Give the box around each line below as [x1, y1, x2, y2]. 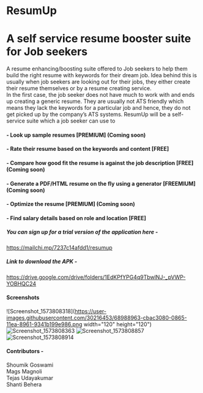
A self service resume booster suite [6, 32, 191, 46]
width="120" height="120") [83, 320, 152, 328]
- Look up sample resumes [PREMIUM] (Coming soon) [6, 131, 146, 139]
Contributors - [6, 348, 44, 355]
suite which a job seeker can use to [26, 117, 116, 124]
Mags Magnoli [6, 368, 42, 375]
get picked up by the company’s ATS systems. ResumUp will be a [6, 111, 171, 118]
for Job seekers [6, 45, 87, 59]
